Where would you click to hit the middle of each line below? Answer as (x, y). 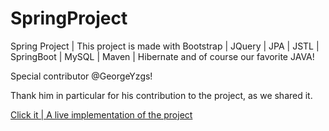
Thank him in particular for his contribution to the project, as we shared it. (161, 95)
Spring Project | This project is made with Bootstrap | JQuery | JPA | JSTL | (165, 46)
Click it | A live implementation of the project (101, 114)
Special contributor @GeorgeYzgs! (81, 76)
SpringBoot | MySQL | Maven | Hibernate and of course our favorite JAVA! (162, 56)
